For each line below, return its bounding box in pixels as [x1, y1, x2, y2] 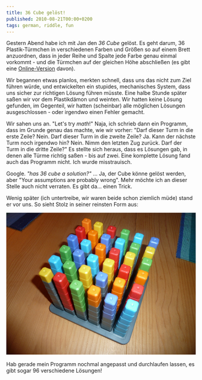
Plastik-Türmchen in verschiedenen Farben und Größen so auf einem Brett [6, 46, 191, 53]
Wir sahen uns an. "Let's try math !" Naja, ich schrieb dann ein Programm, [6, 120, 188, 127]
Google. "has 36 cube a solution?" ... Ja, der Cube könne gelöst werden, [6, 170, 186, 177]
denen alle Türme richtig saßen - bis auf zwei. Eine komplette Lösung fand [6, 152, 191, 159]
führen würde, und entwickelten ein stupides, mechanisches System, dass [6, 83, 191, 90]
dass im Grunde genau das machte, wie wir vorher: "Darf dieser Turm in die [6, 127, 194, 134]
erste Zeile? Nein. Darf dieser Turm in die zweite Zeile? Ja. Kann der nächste [6, 133, 196, 140]
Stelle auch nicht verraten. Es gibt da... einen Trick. [6, 183, 132, 190]
